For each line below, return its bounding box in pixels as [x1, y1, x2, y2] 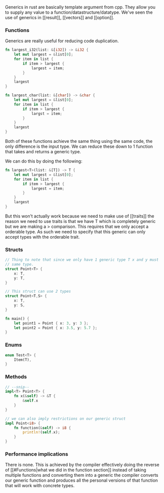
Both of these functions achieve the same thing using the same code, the [5, 138, 153, 144]
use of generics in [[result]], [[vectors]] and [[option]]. [5, 15, 114, 20]
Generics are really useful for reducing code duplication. [5, 38, 119, 44]
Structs [5, 246, 23, 253]
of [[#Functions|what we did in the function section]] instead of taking [5, 467, 146, 473]
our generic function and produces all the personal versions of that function [5, 477, 158, 483]
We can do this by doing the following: [5, 158, 82, 164]
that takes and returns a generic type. [5, 149, 81, 155]
